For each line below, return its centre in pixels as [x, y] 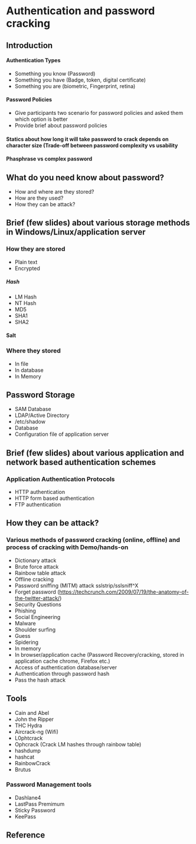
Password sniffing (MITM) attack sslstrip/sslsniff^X [76, 585]
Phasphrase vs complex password [49, 159]
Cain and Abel [32, 713]
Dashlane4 [28, 797]
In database [29, 370]
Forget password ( [37, 592]
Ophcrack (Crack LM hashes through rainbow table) [78, 744]
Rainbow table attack [40, 573]
